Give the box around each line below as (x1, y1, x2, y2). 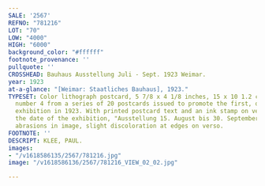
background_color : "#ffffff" (8, 48, 104, 56)
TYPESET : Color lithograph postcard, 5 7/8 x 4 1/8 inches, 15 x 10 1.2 (8, 93, 252, 101)
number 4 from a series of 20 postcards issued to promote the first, (15, 100, 252, 108)
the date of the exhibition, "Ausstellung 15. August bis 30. (15, 115, 224, 123)
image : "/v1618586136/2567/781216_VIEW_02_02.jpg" (8, 159, 178, 167)
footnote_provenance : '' (8, 56, 90, 64)
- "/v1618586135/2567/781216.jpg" (8, 151, 122, 159)
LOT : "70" (8, 26, 41, 34)
